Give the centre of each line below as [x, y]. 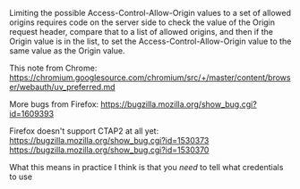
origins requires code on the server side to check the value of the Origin [142, 22]
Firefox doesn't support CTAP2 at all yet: [84, 131]
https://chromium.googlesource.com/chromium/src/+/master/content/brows [150, 78]
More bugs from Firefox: [54, 104]
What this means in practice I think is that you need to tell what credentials [146, 167]
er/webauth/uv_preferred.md [62, 87]
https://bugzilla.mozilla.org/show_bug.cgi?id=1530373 [109, 140]
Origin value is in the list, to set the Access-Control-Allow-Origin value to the [150, 41]
